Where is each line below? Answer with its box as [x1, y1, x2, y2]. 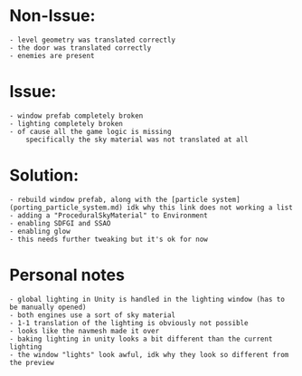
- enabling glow [9, 227, 71, 236]
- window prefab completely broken [9, 111, 144, 121]
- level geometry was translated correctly [9, 35, 176, 44]
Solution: [9, 165, 80, 186]
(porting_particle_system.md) [9, 203, 124, 212]
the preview [9, 358, 54, 367]
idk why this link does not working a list [126, 203, 294, 212]
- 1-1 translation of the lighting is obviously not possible [9, 318, 249, 327]
